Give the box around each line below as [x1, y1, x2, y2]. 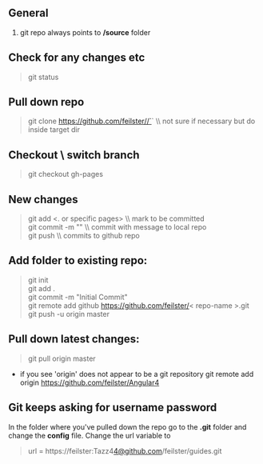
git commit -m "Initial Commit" [27, 292, 128, 302]
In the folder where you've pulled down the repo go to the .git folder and [8, 422, 247, 431]
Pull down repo [8, 95, 85, 109]
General [8, 6, 50, 20]
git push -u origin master [27, 309, 110, 318]
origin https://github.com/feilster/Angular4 [19, 378, 160, 387]
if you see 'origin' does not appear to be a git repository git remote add [19, 369, 254, 378]
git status [27, 72, 59, 82]
